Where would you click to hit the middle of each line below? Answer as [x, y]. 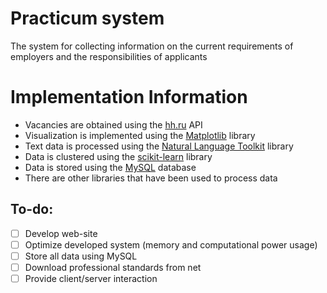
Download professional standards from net [113, 267]
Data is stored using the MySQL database [110, 167]
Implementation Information [129, 97]
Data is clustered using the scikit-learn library [118, 156]
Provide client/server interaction [91, 278]
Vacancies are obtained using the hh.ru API [113, 124]
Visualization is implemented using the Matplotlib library [140, 135]
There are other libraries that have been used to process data [151, 178]
